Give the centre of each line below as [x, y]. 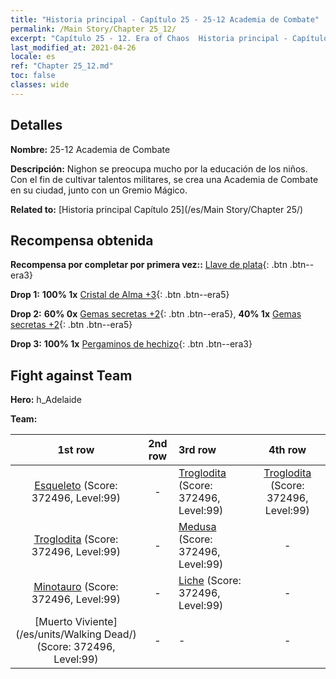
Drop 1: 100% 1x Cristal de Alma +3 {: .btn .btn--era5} [120, 295]
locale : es [33, 57]
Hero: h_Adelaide [46, 400]
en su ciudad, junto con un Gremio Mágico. [99, 190]
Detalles [36, 125]
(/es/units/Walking [58, 634]
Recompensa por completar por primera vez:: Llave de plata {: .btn [149, 265]
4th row [287, 450]
